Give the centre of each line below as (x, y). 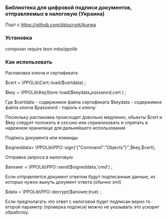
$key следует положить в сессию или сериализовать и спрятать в (76, 122)
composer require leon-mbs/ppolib (41, 49)
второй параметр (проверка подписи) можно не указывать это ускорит (82, 207)
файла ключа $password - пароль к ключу (51, 107)
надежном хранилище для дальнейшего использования (65, 128)
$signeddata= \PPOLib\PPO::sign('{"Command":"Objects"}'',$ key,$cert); (80, 147)
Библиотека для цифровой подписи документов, (68, 8)
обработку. (17, 212)
